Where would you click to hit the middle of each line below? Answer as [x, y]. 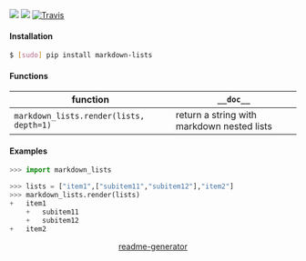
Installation [31, 35]
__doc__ [234, 100]
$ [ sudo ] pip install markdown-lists [81, 55]
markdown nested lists [224, 126]
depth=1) [33, 125]
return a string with [217, 115]
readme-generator [153, 246]
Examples [29, 151]
